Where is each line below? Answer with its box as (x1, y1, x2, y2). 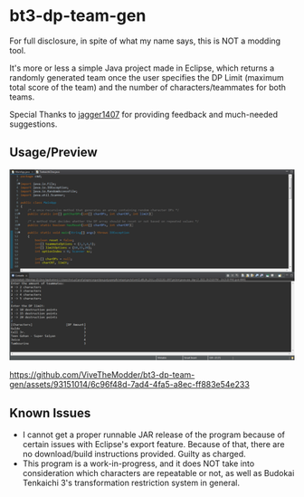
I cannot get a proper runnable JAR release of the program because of (22, 429, 286, 440)
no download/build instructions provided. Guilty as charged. (22, 449, 246, 460)
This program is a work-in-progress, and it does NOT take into (22, 458, 255, 469)
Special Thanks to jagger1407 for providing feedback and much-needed (9, 109, 279, 119)
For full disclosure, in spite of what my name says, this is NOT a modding (9, 35, 281, 46)
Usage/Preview (9, 145, 98, 160)
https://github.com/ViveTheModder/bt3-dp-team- (9, 369, 195, 380)
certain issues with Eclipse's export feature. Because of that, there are (22, 439, 285, 450)
